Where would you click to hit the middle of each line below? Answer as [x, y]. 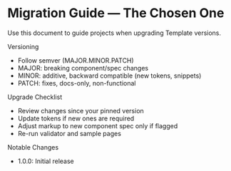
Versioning [23, 46]
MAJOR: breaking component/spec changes [83, 68]
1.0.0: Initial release [46, 161]
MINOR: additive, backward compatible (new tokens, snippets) [109, 76]
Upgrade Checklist [35, 97]
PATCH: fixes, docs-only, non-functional [77, 83]
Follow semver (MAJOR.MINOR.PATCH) [76, 60]
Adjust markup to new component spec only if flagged [98, 125]
